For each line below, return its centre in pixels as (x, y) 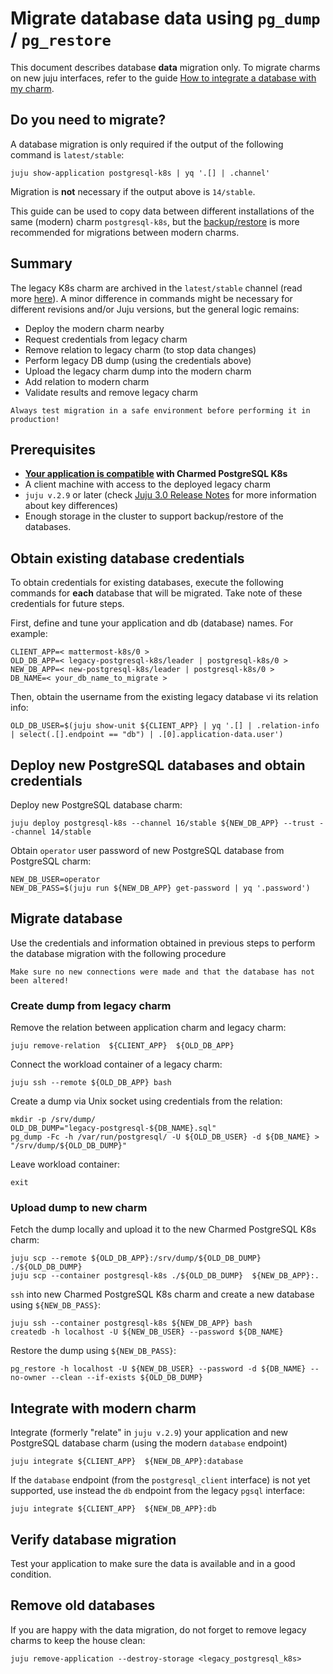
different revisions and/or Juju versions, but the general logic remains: (155, 309)
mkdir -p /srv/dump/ (53, 1120)
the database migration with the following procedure (118, 953)
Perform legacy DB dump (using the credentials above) (138, 360)
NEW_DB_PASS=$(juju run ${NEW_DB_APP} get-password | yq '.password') (160, 888)
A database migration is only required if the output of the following (147, 144)
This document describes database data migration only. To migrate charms (165, 67)
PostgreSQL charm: (51, 861)
